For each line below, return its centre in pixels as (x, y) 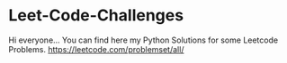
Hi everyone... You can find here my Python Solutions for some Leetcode (143, 40)
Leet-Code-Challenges (96, 16)
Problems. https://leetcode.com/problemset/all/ (96, 49)
